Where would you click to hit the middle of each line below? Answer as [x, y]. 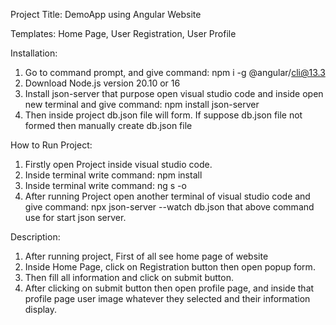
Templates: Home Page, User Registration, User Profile [123, 33]
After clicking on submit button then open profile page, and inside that [169, 288]
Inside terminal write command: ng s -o [105, 185]
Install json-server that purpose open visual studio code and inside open [174, 93]
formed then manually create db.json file [108, 125]
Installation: [34, 53]
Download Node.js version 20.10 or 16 [102, 83]
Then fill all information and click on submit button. [129, 277]
